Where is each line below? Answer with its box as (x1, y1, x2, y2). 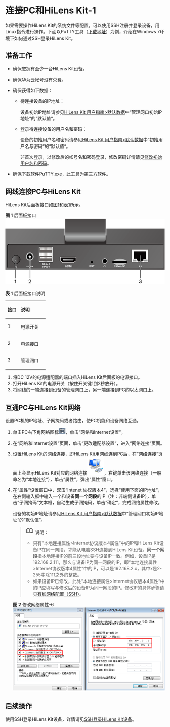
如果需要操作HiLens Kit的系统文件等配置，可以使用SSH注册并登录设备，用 (5, 22, 160, 28)
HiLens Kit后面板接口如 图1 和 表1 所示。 (5, 201, 83, 208)
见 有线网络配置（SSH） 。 (32, 591, 84, 597)
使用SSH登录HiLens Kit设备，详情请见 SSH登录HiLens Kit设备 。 (5, 716, 137, 722)
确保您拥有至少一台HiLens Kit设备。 (12, 65, 88, 71)
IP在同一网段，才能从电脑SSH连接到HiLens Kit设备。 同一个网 (37, 547, 165, 553)
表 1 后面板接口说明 (5, 290, 46, 296)
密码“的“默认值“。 (33, 143, 71, 149)
